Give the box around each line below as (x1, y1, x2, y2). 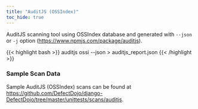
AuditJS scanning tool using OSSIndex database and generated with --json (6, 30, 193, 38)
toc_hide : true (6, 14, 44, 20)
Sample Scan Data (6, 70, 61, 78)
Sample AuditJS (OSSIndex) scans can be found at (6, 83, 132, 90)
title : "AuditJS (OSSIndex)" (6, 8, 79, 15)
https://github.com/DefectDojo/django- (6, 89, 103, 96)
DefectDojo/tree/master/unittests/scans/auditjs (6, 96, 123, 103)
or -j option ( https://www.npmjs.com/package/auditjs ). (6, 37, 142, 44)
